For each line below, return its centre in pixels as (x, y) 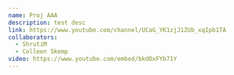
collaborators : (33, 37)
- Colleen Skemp (42, 52)
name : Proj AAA (33, 15)
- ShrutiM (31, 45)
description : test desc (47, 23)
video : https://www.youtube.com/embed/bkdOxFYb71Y (93, 59)
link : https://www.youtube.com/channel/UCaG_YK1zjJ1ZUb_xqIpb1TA (117, 30)
